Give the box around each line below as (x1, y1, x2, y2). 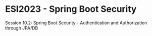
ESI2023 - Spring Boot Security (5, 3, 137, 15)
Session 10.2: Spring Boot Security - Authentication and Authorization (5, 20, 148, 26)
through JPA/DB (5, 25, 38, 31)
